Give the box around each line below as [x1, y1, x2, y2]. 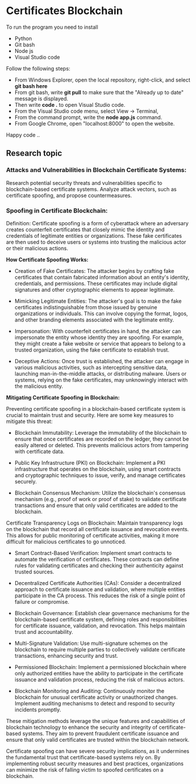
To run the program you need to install [6, 23, 98, 31]
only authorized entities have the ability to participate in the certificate [14, 670, 184, 677]
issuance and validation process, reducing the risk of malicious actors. [14, 676, 185, 683]
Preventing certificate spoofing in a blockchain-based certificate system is [6, 405, 186, 412]
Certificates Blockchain [6, 4, 123, 18]
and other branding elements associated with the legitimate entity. [14, 316, 174, 323]
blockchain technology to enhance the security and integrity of [6, 724, 158, 731]
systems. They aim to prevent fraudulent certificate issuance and [22, 729, 180, 737]
